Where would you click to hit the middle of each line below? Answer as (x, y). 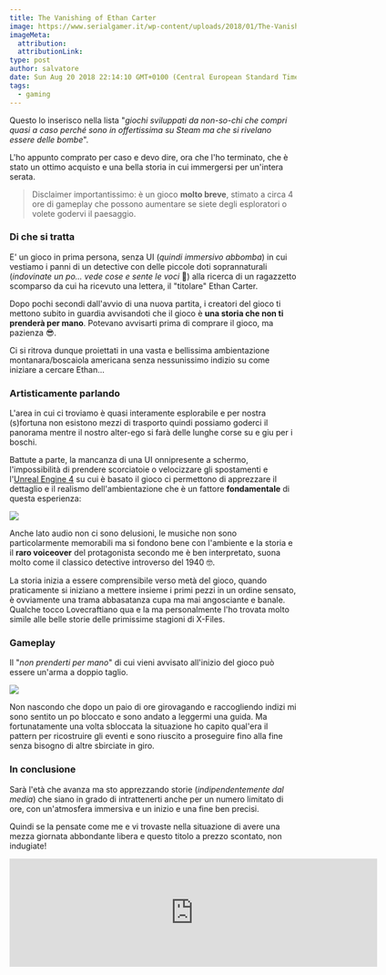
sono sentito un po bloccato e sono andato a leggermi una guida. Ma (138, 717)
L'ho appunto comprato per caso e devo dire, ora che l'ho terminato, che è (149, 157)
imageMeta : (30, 35)
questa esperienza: (46, 498)
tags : (20, 86)
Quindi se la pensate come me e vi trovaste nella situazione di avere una (145, 826)
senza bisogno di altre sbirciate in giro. (82, 746)
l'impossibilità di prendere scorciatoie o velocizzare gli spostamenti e (139, 469)
